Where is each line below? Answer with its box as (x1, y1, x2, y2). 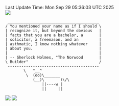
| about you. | (5, 46, 102, 51)
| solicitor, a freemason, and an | (5, 37, 102, 42)
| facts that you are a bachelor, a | (5, 33, 102, 38)
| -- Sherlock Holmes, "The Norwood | (5, 55, 102, 60)
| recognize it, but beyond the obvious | (5, 28, 102, 33)
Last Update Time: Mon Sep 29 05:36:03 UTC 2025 (5, 5, 114, 10)
